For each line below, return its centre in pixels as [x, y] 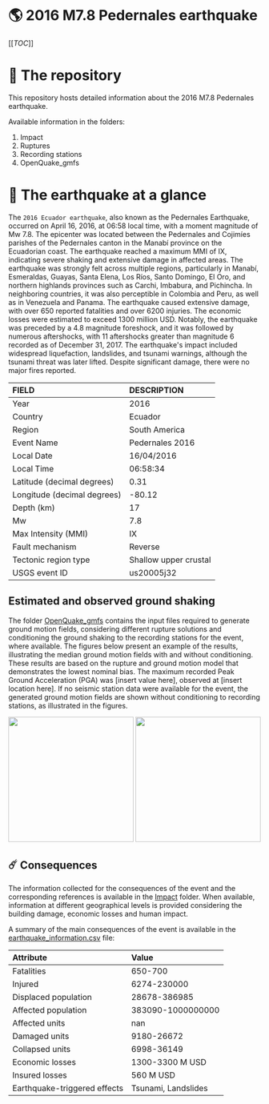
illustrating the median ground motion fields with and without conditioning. [131, 654]
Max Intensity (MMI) [50, 533]
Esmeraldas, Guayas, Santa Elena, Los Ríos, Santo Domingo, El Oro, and [127, 276]
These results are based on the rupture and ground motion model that [123, 663]
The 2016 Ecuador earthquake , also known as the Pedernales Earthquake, [129, 217]
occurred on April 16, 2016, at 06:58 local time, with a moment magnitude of [133, 226]
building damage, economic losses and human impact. [98, 914]
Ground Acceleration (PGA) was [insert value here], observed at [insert [125, 680]
